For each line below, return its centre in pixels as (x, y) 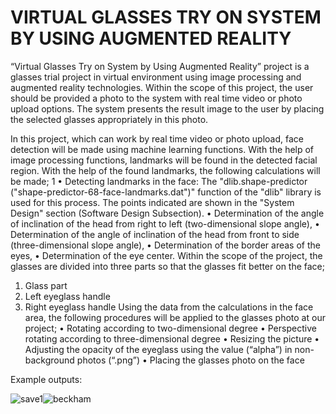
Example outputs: (46, 379)
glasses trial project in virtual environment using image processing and (156, 77)
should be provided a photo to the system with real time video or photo (156, 98)
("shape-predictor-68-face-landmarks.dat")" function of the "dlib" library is (166, 192)
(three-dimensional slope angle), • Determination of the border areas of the (165, 245)
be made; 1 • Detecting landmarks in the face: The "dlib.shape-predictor (159, 181)
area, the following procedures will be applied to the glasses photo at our (175, 317)
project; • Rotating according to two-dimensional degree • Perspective (170, 328)
